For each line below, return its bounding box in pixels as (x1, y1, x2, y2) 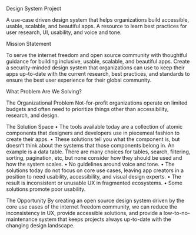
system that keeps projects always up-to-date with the (38, 216, 172, 223)
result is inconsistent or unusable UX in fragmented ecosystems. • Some (6, 179, 182, 186)
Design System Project (6, 5, 62, 12)
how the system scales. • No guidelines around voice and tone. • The (6, 161, 175, 167)
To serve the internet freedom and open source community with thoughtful (6, 52, 188, 58)
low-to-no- (163, 210, 190, 216)
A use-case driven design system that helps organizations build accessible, (6, 16, 190, 23)
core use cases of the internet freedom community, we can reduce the (6, 203, 178, 210)
